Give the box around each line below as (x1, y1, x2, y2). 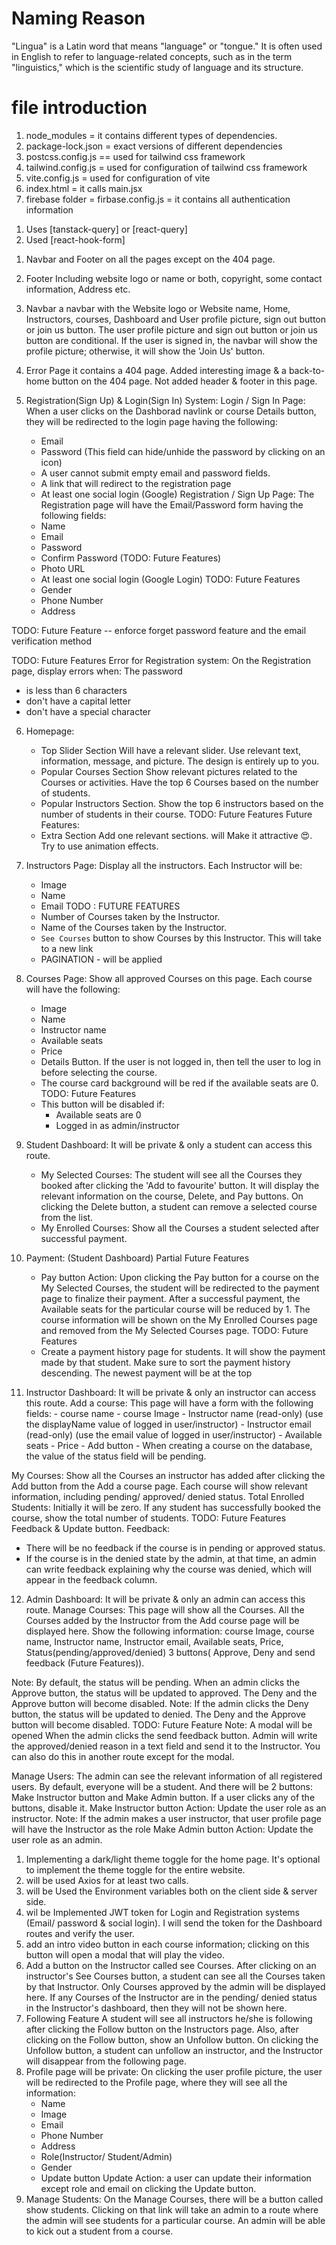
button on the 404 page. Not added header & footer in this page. (51, 375, 318, 387)
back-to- (288, 364, 326, 376)
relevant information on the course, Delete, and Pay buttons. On (40, 1190, 304, 1202)
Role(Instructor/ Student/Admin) (40, 2150, 173, 2162)
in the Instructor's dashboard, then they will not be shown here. (25, 2002, 288, 2014)
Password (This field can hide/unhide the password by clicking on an (40, 445, 326, 457)
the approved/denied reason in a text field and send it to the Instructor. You (11, 1740, 321, 1752)
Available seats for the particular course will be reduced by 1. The (40, 1303, 311, 1315)
